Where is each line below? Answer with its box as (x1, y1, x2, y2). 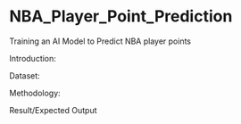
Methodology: (9, 87, 61, 98)
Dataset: (9, 70, 40, 81)
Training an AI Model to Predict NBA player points (9, 36, 192, 46)
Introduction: (9, 53, 56, 63)
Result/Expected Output (9, 104, 97, 115)
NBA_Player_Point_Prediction (9, 6, 233, 27)
